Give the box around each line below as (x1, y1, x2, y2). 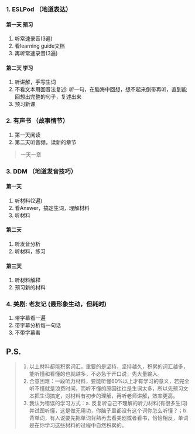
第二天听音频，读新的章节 (14, 138, 77, 145)
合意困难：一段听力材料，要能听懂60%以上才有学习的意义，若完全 (29, 378, 190, 385)
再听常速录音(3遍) (14, 50, 58, 57)
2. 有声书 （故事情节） (6, 116, 69, 125)
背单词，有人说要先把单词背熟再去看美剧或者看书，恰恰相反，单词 (29, 415, 189, 422)
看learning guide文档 (14, 42, 66, 49)
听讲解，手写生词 (14, 78, 56, 86)
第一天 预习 (6, 21, 33, 28)
